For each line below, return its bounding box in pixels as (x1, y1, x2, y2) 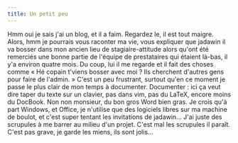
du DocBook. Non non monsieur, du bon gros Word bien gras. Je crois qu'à (7, 97, 227, 106)
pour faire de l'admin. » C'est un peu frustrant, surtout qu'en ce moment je (7, 75, 226, 84)
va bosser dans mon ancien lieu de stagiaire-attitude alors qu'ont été (7, 45, 210, 53)
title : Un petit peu (7, 10, 69, 18)
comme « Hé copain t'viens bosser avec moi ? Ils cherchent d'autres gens (7, 67, 225, 76)
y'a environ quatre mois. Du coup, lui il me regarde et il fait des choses (7, 59, 214, 68)
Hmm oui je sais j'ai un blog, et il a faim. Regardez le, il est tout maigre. (7, 30, 215, 38)
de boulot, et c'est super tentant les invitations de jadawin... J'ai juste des (7, 113, 222, 121)
